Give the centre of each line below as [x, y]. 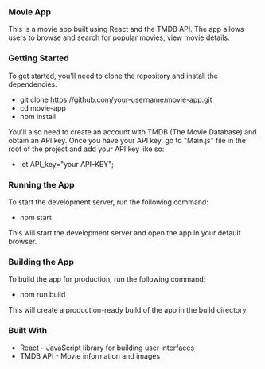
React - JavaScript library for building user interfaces [107, 348]
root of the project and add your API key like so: [86, 149]
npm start [35, 217]
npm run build [43, 295]
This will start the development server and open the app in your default [125, 232]
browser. [23, 241]
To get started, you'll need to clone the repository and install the [113, 76]
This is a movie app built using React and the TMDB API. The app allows [126, 29]
